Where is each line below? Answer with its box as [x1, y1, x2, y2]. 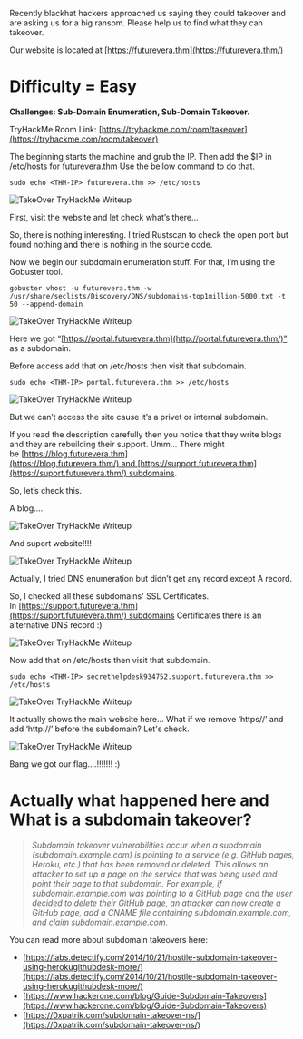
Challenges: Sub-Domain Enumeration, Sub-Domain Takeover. [9, 106, 250, 117]
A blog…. [9, 503, 44, 514]
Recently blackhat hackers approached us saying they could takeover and [9, 8, 286, 18]
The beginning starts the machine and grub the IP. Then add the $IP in [9, 151, 272, 162]
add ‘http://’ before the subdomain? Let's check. [9, 723, 190, 734]
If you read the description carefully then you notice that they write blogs [9, 428, 283, 439]
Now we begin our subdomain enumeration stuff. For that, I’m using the [9, 256, 275, 267]
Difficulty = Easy [9, 76, 138, 97]
